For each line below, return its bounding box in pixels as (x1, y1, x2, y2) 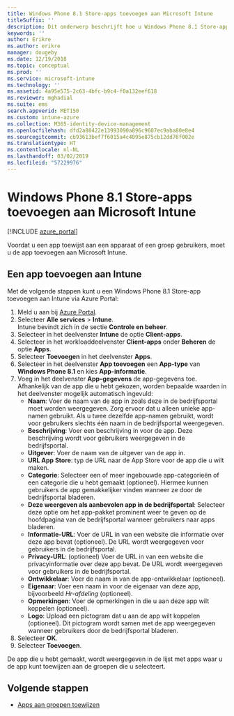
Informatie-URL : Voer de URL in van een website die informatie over (27, 530, 224, 538)
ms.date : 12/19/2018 (7, 56, 68, 63)
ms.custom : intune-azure (7, 114, 79, 121)
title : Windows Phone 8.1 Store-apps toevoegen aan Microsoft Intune (7, 10, 214, 17)
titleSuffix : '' (7, 17, 54, 24)
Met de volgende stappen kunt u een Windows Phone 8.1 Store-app (7, 287, 201, 295)
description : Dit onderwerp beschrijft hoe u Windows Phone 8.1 (7, 23, 198, 30)
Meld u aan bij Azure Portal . (17, 307, 97, 316)
